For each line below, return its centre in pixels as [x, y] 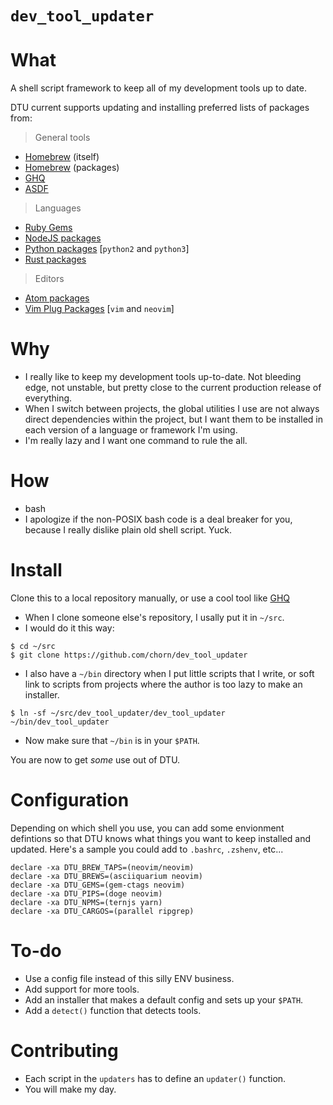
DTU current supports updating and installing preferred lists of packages [160, 108]
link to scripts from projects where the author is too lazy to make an [163, 684]
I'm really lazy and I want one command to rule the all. [136, 441]
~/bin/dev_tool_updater [60, 722]
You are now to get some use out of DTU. [95, 759]
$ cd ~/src [33, 646]
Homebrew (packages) [72, 168]
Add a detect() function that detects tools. [113, 1010]
